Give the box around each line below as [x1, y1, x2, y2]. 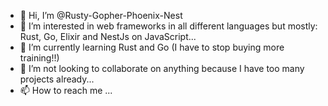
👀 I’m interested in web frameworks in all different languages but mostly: [19, 20, 318, 32]
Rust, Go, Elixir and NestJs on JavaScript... [19, 31, 197, 42]
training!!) [19, 52, 60, 64]
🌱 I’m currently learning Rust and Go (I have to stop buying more [19, 41, 285, 53]
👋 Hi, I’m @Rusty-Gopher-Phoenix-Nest [19, 10, 183, 21]
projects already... [19, 73, 95, 85]
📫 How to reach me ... [19, 85, 113, 96]
